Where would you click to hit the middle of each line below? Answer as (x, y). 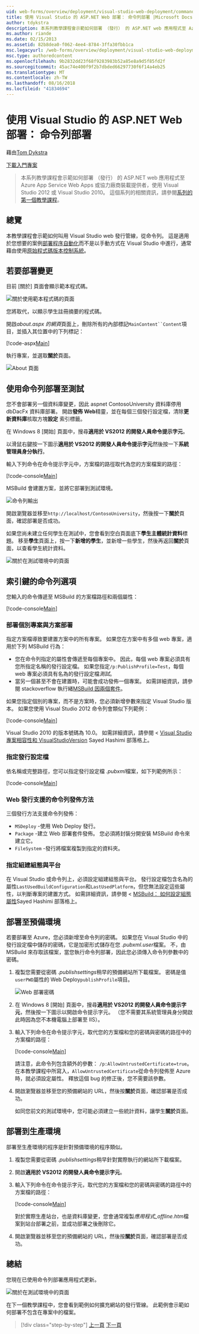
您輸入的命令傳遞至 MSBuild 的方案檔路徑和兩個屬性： (72, 597)
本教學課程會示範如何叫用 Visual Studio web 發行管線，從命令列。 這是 (92, 235)
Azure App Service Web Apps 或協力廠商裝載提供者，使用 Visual (99, 185)
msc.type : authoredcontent (39, 56)
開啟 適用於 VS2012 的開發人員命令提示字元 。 (70, 1172)
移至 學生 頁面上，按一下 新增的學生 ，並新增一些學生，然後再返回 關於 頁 (103, 541)
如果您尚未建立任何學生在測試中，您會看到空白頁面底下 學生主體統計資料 (94, 534)
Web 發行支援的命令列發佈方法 (50, 799)
